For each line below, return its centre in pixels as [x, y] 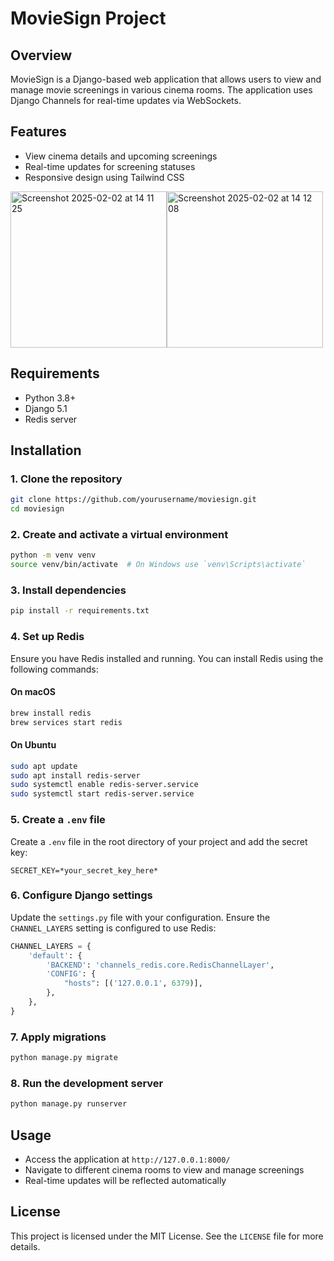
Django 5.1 [46, 408]
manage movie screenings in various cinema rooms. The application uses [161, 90]
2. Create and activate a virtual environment [119, 534]
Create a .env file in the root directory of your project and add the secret [159, 841]
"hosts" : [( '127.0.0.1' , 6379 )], [133, 983]
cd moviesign [37, 509]
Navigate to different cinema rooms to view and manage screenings [164, 1169]
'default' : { [55, 955]
